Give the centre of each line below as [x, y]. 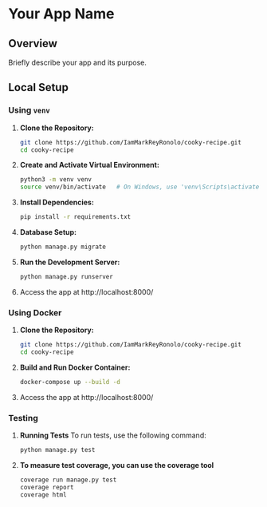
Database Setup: [48, 232]
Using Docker [35, 312]
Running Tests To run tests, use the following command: [113, 435]
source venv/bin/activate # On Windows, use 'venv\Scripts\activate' [141, 187]
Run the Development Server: [70, 262]
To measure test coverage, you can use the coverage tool [117, 465]
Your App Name [61, 14]
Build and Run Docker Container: [75, 367]
